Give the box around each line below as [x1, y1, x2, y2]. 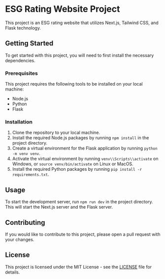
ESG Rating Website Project [5, 3, 120, 15]
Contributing [5, 218, 45, 227]
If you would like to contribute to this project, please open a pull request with [5, 231, 161, 237]
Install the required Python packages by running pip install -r [12, 166, 142, 172]
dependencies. [5, 58, 35, 63]
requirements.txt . [12, 171, 49, 178]
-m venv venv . [12, 151, 40, 156]
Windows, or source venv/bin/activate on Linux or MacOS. [12, 161, 134, 167]
